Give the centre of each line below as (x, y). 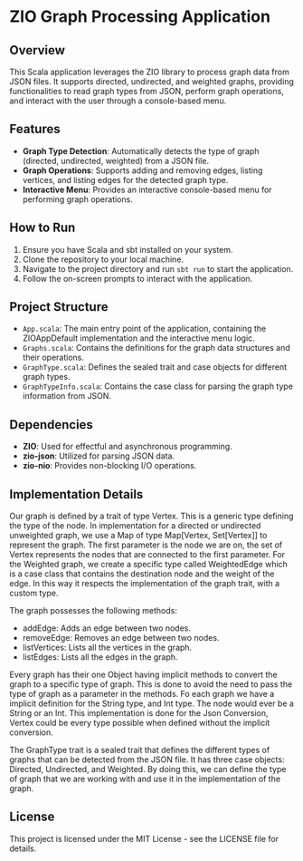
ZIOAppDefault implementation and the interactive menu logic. (138, 338)
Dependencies (51, 425)
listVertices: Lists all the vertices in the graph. (107, 648)
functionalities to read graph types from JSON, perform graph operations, (147, 91)
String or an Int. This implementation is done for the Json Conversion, (139, 713)
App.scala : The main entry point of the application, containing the (144, 329)
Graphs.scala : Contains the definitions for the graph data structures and (156, 348)
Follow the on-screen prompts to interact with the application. (137, 278)
